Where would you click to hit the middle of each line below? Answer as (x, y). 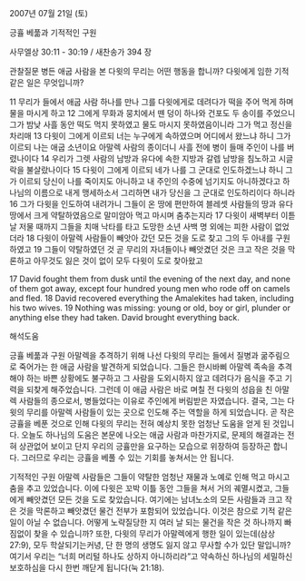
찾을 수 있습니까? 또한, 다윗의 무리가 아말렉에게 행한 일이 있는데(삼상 (154, 533)
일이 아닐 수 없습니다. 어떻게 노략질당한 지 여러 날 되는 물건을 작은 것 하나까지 (146, 522)
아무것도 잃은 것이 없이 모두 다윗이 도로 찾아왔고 (118, 261)
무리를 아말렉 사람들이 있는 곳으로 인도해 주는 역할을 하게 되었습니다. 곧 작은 (160, 412)
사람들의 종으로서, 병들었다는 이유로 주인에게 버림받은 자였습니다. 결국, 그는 (152, 401)
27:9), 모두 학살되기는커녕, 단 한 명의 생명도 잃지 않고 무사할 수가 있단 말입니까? (150, 545)
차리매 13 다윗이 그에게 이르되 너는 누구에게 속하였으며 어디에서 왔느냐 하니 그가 (150, 136)
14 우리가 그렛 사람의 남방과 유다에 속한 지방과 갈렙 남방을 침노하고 (158, 158)
